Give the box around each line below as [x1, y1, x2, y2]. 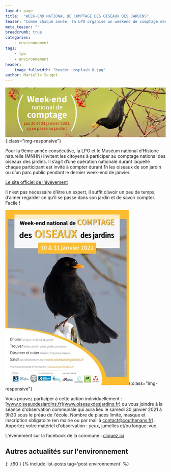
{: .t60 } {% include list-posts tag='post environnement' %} [5, 461, 129, 467]
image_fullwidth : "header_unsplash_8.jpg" [14, 67, 106, 72]
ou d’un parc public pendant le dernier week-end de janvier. [5, 170, 131, 175]
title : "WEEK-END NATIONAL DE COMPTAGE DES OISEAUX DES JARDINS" [5, 13, 149, 19]
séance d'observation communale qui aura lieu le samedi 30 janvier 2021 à [5, 406, 162, 412]
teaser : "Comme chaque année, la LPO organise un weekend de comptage [5, 19, 158, 24]
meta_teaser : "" [5, 24, 40, 30]
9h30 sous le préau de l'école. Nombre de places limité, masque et [5, 412, 146, 418]
